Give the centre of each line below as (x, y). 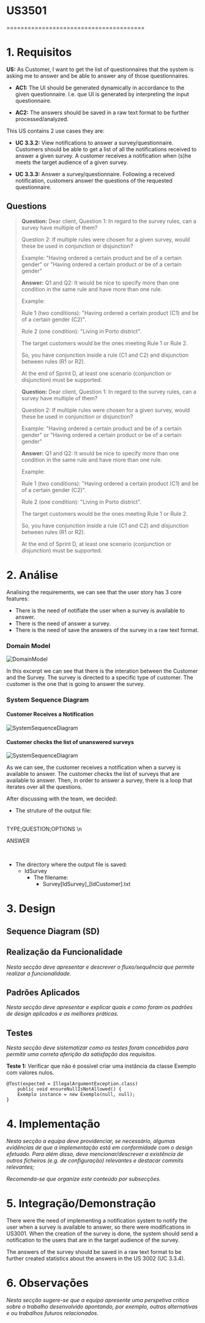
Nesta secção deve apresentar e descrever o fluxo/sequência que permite (100, 967)
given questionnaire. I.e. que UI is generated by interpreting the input (102, 94)
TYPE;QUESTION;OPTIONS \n (44, 829)
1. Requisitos (39, 52)
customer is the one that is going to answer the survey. (76, 684)
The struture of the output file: (53, 811)
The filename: (51, 878)
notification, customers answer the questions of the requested (94, 181)
